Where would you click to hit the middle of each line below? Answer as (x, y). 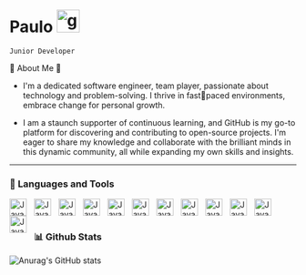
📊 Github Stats (68, 237)
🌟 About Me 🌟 (36, 67)
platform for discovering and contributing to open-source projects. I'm (154, 132)
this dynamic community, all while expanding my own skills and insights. (158, 151)
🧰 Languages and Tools (62, 184)
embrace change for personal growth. (94, 105)
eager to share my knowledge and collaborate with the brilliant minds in (157, 142)
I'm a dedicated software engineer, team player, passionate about (145, 86)
